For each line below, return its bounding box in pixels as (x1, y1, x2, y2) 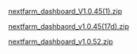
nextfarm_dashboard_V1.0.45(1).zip (8, 7, 123, 16)
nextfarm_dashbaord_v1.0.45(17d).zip (8, 22, 129, 31)
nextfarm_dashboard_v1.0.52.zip (8, 37, 113, 46)
